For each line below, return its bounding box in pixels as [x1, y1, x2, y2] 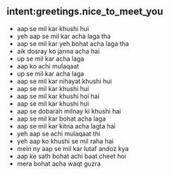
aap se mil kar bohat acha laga [16, 114, 107, 123]
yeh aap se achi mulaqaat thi [16, 129, 100, 138]
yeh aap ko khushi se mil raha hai [16, 137, 114, 145]
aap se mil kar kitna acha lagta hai [16, 121, 116, 130]
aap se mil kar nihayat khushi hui [16, 77, 112, 85]
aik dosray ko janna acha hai [16, 47, 100, 55]
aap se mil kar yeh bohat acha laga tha [16, 39, 130, 48]
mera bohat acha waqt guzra [16, 159, 101, 168]
